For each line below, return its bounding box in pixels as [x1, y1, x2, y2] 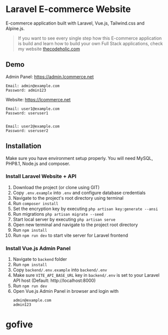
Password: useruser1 [5, 110, 49, 116]
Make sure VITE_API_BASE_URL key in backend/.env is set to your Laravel [12, 272, 159, 278]
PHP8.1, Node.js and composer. [5, 160, 70, 166]
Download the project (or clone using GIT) [12, 184, 100, 190]
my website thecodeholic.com [17, 46, 80, 52]
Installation [5, 142, 41, 150]
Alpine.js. [5, 25, 25, 31]
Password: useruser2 [5, 128, 49, 133]
